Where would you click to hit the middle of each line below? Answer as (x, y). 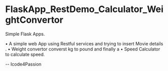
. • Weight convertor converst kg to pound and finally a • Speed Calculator (83, 49)
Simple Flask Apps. (25, 34)
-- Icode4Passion (23, 64)
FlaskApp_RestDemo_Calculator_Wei (85, 9)
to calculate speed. (25, 54)
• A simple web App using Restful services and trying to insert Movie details (84, 43)
